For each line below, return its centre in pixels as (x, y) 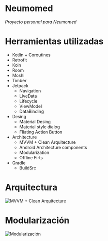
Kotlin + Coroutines (31, 55)
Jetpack (20, 86)
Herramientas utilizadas (54, 41)
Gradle (19, 163)
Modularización (37, 220)
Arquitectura (31, 188)
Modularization (34, 152)
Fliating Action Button (41, 132)
